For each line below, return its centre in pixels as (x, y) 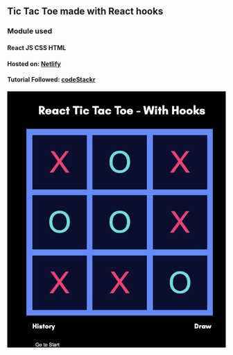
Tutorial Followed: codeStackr (51, 80)
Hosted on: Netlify (34, 64)
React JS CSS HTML (37, 47)
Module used (30, 31)
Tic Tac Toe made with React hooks (85, 11)
